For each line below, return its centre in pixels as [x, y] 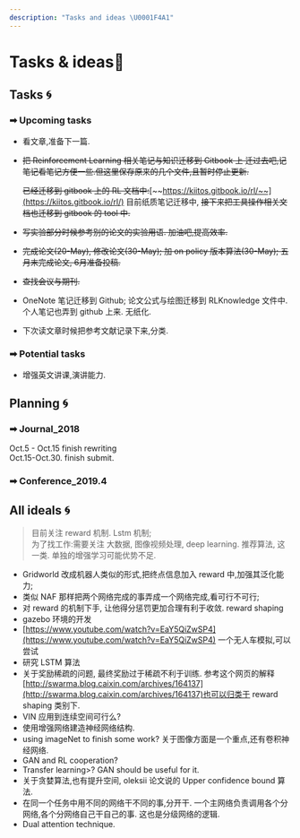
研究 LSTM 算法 [51, 662]
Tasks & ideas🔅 [67, 61]
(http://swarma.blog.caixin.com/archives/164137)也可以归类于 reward [150, 695]
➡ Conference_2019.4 [58, 481]
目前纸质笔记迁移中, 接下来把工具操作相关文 [207, 202]
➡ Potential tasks [47, 354]
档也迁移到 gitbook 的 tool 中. [76, 212]
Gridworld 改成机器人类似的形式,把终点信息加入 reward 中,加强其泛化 [149, 575]
